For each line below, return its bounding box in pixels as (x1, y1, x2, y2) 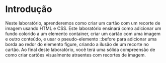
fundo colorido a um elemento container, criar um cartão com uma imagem (5, 30, 161, 36)
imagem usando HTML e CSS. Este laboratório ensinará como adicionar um (5, 25, 161, 31)
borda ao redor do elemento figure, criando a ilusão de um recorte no (5, 41, 149, 47)
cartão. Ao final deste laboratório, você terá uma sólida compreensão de (5, 46, 155, 52)
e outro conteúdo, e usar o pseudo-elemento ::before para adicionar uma (5, 36, 157, 42)
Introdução (5, 3, 52, 15)
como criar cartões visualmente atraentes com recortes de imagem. (5, 51, 146, 58)
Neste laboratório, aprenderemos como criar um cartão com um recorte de (5, 20, 160, 26)
